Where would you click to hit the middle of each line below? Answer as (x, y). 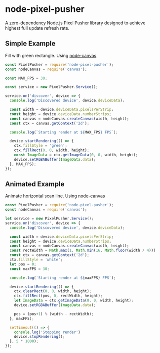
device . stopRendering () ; (40, 337)
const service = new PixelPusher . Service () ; (52, 87)
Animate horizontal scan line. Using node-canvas (55, 196)
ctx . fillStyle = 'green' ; (41, 146)
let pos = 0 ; (23, 264)
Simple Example (30, 44)
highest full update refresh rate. (37, 28)
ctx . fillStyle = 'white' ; (36, 260)
